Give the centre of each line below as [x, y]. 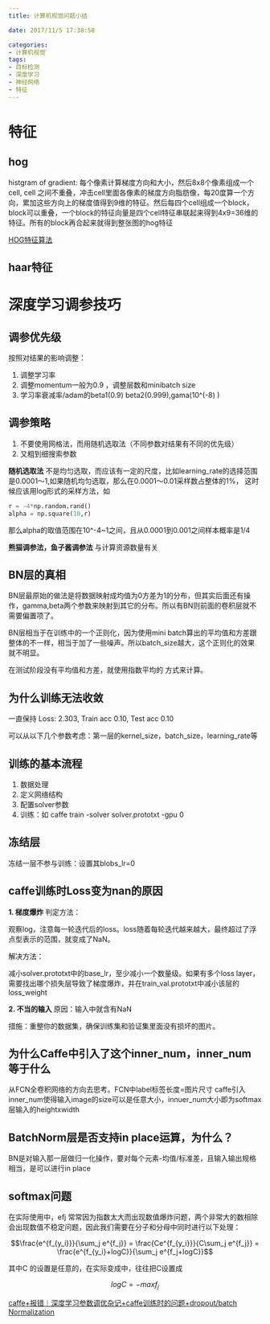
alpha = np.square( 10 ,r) [50, 514]
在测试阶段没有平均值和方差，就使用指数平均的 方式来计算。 [108, 670]
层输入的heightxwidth [44, 1109]
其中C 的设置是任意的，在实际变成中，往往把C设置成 [96, 1269]
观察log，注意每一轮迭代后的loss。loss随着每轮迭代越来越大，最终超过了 [129, 928]
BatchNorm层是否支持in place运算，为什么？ [121, 1137]
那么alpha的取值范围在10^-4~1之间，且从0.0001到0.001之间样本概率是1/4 [129, 530]
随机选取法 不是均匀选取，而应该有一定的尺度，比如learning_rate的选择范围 [133, 470]
